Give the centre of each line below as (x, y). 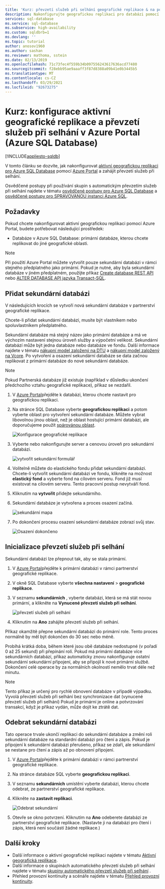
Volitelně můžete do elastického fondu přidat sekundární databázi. (79, 468)
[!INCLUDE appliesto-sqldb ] (33, 156)
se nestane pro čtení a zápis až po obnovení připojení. (60, 750)
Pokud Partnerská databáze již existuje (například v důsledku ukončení (77, 380)
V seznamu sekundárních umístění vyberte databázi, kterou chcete (81, 783)
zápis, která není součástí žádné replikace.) (56, 828)
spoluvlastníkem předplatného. (36, 325)
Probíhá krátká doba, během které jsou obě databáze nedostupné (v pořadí (81, 646)
